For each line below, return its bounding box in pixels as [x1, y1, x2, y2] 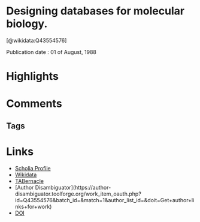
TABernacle [14, 177, 44, 184]
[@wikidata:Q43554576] [6, 37, 67, 44]
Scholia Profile [14, 164, 51, 172]
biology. [6, 17, 48, 31]
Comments [6, 97, 62, 110]
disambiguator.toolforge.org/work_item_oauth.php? [14, 190, 142, 197]
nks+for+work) [14, 203, 52, 210]
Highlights [6, 70, 59, 83]
